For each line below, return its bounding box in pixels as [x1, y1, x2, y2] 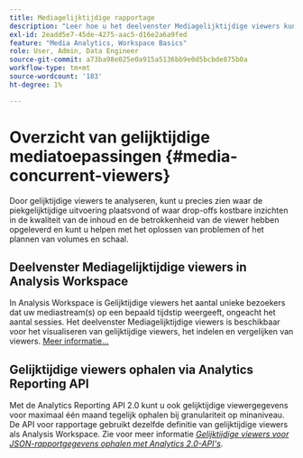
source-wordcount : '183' [9, 72, 103, 81]
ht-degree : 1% [9, 80, 63, 89]
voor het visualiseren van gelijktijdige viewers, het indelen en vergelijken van [9, 326, 294, 337]
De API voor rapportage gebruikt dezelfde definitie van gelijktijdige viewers [9, 419, 289, 430]
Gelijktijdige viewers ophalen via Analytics [9, 362, 254, 377]
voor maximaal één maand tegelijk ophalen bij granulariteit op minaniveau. [9, 409, 285, 420]
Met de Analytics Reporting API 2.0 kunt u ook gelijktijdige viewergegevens [9, 400, 289, 411]
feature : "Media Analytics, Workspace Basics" [9, 38, 188, 48]
